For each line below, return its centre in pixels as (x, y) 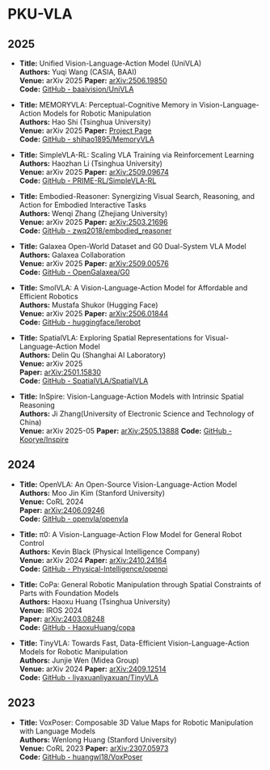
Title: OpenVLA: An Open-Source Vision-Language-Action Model (128, 484)
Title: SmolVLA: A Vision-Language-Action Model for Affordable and (133, 288)
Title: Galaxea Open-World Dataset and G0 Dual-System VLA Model (133, 246)
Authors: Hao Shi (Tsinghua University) (85, 122)
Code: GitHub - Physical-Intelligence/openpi (93, 569)
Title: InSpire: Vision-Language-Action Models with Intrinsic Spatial (131, 396)
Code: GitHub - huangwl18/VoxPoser (81, 756)
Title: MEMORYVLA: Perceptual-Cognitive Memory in (108, 105)
